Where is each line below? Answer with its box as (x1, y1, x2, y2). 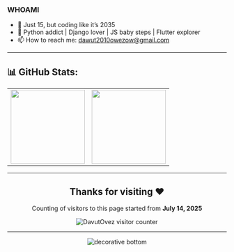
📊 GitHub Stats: (7, 66, 79, 78)
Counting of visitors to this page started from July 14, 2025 (31, 204, 203, 212)
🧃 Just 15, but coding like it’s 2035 (17, 21, 116, 29)
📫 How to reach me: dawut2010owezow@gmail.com (17, 36, 170, 45)
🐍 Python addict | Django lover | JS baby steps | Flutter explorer (17, 28, 201, 36)
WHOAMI (7, 5, 40, 15)
